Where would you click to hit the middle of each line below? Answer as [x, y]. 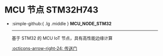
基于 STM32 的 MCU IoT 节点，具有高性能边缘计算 [62, 38]
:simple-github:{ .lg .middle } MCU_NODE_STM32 [62, 23]
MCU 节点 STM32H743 [51, 10]
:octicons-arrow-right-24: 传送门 [44, 48]
